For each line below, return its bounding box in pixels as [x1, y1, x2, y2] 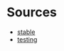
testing [16, 35, 38, 43]
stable [16, 28, 36, 36]
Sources [6, 4, 58, 21]
